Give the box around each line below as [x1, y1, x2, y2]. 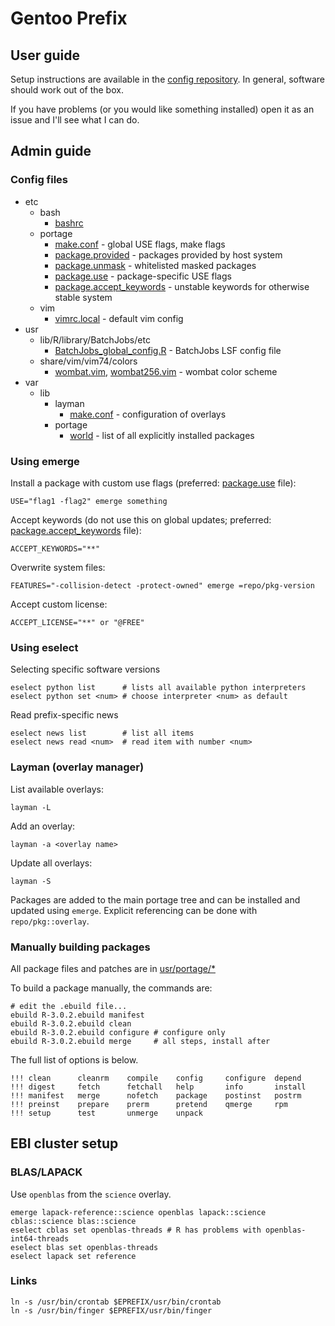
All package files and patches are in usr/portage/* [10, 962, 216, 974]
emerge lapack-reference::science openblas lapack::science [10, 1207, 267, 1217]
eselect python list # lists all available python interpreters [10, 683, 307, 693]
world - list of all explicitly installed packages [69, 429, 255, 441]
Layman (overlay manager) [10, 760, 145, 774]
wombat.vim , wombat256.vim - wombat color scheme [54, 365, 278, 377]
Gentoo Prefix [10, 7, 128, 30]
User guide [10, 47, 80, 64]
